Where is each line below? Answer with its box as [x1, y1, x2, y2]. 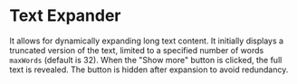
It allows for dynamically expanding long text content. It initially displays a [9, 35, 283, 46]
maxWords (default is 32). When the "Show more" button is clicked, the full [9, 54, 283, 65]
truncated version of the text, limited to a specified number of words [9, 44, 264, 55]
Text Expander [9, 5, 121, 26]
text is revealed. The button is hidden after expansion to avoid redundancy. [9, 64, 289, 75]
